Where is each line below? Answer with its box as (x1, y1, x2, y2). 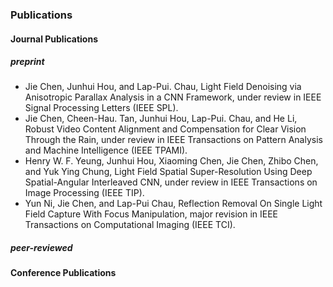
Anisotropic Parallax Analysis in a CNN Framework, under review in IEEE (24, 91, 322, 103)
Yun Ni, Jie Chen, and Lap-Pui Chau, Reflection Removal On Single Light (24, 198, 323, 210)
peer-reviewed (10, 242, 73, 254)
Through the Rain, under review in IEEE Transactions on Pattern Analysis (24, 134, 323, 146)
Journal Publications (10, 33, 99, 45)
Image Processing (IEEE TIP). (24, 187, 145, 199)
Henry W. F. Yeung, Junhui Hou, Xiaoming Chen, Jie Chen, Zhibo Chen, (24, 155, 319, 167)
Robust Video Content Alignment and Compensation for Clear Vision (24, 123, 307, 135)
